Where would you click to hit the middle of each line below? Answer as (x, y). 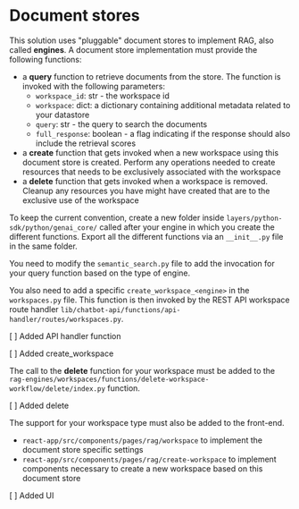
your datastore (62, 115)
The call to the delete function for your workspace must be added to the (142, 370)
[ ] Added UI (32, 495)
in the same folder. (43, 246)
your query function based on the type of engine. (100, 273)
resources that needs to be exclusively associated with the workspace (151, 172)
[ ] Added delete (39, 405)
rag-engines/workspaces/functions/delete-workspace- (109, 379)
